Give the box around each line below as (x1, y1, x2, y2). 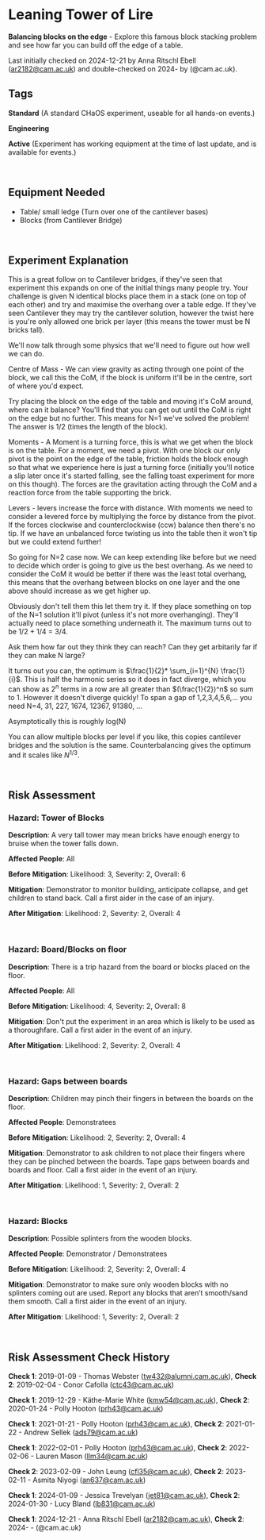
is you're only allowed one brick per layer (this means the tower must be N (8, 317, 251, 326)
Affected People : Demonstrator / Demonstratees (8, 1249, 168, 1259)
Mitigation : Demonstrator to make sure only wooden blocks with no (8, 1280, 229, 1289)
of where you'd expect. (8, 381, 85, 391)
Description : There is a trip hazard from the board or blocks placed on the (8, 962, 251, 972)
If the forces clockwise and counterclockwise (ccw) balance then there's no (8, 520, 256, 529)
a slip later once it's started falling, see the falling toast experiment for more (8, 471, 255, 481)
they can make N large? (8, 651, 85, 660)
